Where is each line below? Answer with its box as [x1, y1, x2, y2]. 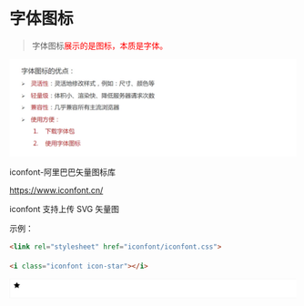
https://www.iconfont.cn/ [9, 185, 104, 196]
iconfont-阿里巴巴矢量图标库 [9, 167, 117, 178]
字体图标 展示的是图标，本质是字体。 [31, 40, 168, 51]
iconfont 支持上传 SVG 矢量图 [9, 204, 120, 215]
